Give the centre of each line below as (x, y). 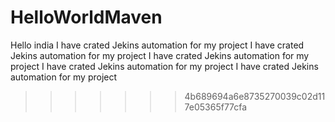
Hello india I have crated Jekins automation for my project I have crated (157, 45)
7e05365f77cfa (216, 107)
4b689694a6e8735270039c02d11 (255, 96)
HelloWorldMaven (86, 17)
